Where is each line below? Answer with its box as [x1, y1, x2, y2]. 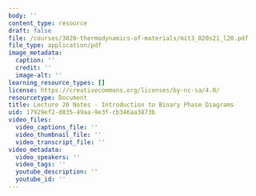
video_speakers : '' [15, 153, 81, 161]
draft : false [8, 26, 52, 34]
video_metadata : [8, 146, 62, 154]
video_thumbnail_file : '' [15, 130, 102, 138]
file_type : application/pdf [8, 42, 102, 50]
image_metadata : [8, 49, 62, 57]
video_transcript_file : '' [15, 138, 106, 146]
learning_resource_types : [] [8, 78, 106, 86]
